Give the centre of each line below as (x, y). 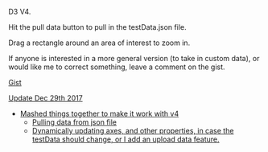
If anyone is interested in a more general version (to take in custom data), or (134, 58)
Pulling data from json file (74, 122)
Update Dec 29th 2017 (45, 98)
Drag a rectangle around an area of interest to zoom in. (99, 43)
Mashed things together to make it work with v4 (99, 113)
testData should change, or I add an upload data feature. (126, 139)
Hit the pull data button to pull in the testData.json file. (97, 27)
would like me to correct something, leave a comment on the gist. (117, 67)
